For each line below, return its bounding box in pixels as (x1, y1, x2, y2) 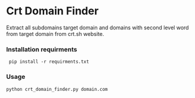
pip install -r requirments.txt (8, 59, 89, 65)
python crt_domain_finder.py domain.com (6, 86, 109, 92)
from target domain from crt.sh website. (6, 30, 104, 37)
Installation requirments (6, 45, 78, 53)
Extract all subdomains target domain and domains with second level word (6, 24, 189, 31)
